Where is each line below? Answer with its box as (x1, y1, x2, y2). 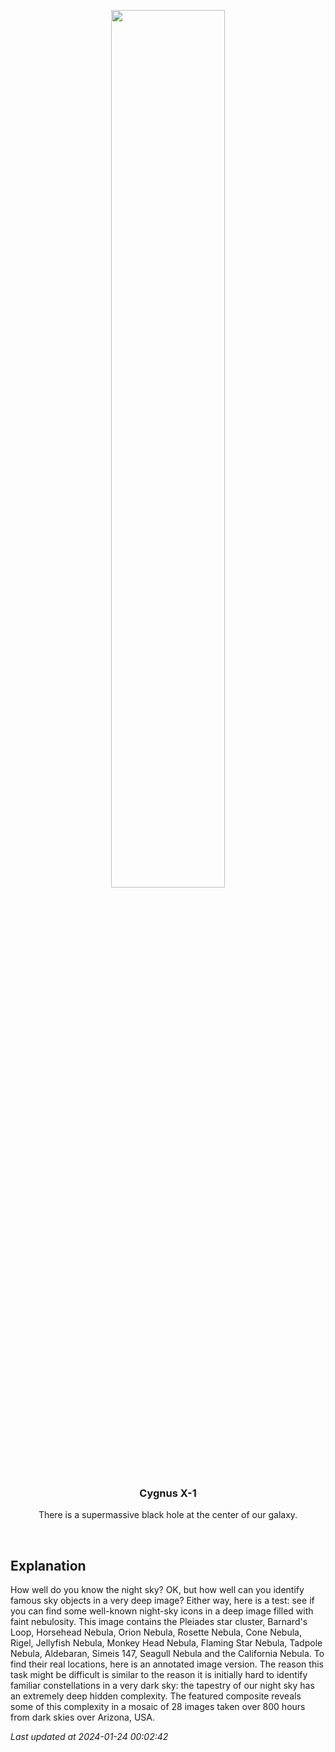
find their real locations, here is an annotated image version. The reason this (10, 1658, 324, 1670)
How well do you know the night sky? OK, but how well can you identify (10, 1584, 305, 1596)
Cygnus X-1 (139, 1486, 197, 1500)
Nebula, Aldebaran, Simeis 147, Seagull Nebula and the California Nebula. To (10, 1648, 325, 1660)
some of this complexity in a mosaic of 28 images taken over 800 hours (10, 1701, 306, 1713)
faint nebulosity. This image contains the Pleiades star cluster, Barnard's (10, 1616, 308, 1628)
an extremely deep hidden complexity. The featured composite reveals (10, 1690, 302, 1702)
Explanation (10, 1557, 87, 1574)
